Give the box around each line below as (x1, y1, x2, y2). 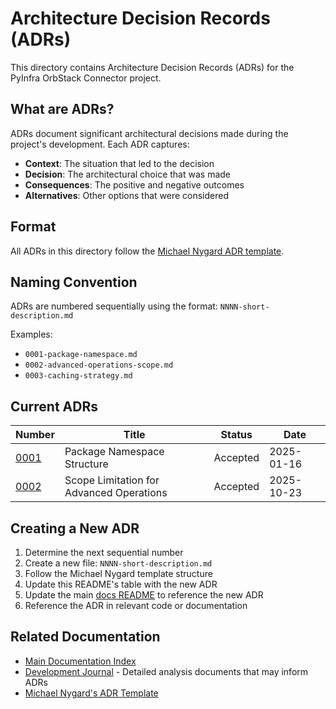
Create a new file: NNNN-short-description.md (24, 557, 213, 569)
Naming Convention (10, 273, 138, 291)
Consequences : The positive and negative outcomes (24, 178, 245, 191)
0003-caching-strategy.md (24, 371, 133, 381)
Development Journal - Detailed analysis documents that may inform (24, 665, 309, 677)
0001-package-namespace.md (24, 350, 138, 360)
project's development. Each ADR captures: (10, 138, 190, 150)
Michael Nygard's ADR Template (24, 687, 159, 699)
